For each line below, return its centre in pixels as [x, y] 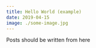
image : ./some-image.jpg [37, 23]
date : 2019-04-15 [28, 17]
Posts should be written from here [48, 40]
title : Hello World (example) [44, 12]
